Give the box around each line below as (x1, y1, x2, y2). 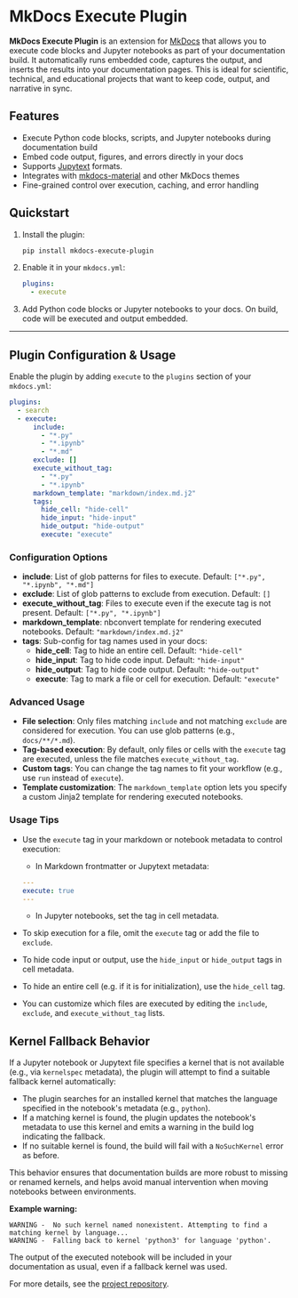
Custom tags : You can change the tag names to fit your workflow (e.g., (21, 763, 283, 774)
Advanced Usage (9, 696, 85, 708)
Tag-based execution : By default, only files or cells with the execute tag (21, 745, 286, 755)
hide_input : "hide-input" (41, 513, 137, 522)
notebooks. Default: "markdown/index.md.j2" (21, 626, 184, 637)
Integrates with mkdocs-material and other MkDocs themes (21, 170, 240, 181)
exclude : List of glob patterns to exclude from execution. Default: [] (21, 589, 271, 600)
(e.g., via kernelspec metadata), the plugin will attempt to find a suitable (9, 1067, 271, 1077)
